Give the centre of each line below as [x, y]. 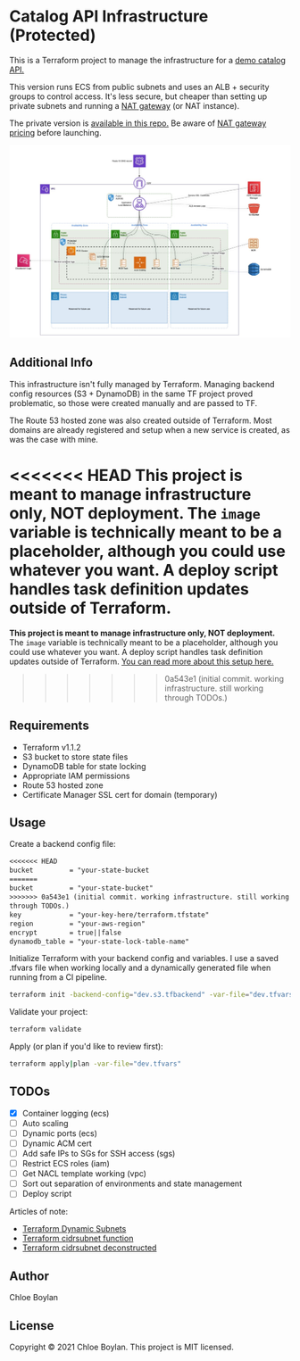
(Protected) [53, 35]
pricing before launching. [55, 132]
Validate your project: [49, 1012]
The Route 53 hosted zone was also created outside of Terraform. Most [141, 420]
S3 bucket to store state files [75, 757]
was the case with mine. [54, 439]
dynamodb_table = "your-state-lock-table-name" [100, 942]
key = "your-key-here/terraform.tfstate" [109, 915]
